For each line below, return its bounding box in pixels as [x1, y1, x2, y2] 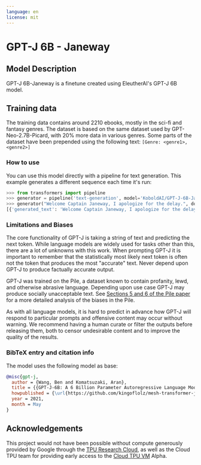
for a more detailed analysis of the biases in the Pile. [6, 296, 135, 304]
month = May [11, 402, 42, 408]
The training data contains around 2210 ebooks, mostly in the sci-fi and [6, 119, 182, 126]
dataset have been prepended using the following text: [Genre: [6, 138, 162, 145]
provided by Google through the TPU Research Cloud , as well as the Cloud [6, 446, 190, 453]
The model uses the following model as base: [6, 362, 118, 369]
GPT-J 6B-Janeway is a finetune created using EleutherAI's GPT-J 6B [6, 79, 178, 87]
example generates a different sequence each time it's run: [6, 178, 152, 185]
